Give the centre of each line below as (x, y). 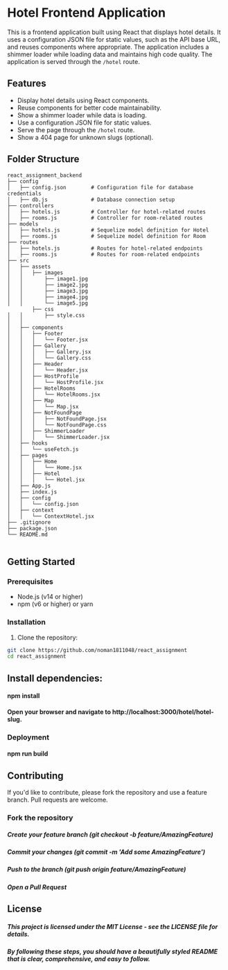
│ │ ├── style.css (46, 315)
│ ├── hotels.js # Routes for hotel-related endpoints (105, 248)
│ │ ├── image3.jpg (48, 291)
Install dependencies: (55, 678)
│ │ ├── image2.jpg (48, 285)
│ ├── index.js (32, 492)
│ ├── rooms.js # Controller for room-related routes (105, 218)
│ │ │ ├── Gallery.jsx (49, 352)
